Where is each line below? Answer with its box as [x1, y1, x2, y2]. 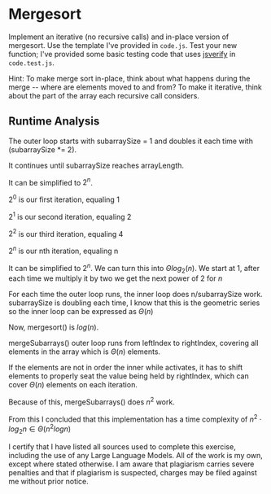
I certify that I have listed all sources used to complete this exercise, [8, 442, 236, 452]
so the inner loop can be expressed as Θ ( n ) [8, 307, 154, 317]
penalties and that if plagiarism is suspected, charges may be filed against [8, 468, 258, 478]
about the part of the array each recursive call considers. [8, 90, 199, 100]
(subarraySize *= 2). [8, 144, 77, 155]
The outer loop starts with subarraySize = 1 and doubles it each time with [8, 136, 254, 146]
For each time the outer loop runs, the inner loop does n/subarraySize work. [8, 290, 263, 299]
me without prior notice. [8, 477, 90, 487]
